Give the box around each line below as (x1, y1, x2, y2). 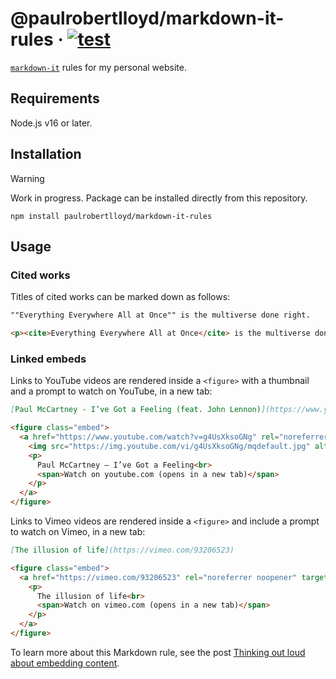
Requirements (10, 90, 100, 107)
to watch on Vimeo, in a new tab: (10, 526, 146, 538)
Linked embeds (10, 352, 87, 366)
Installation (10, 146, 82, 163)
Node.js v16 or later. (10, 117, 93, 129)
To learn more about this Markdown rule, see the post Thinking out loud (10, 646, 306, 658)
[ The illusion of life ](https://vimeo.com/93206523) (10, 545, 235, 556)
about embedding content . (10, 657, 120, 669)
